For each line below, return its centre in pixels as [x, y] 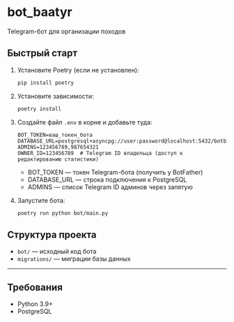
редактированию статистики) [58, 159]
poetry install [39, 108]
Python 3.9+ [35, 304]
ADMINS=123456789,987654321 [58, 147]
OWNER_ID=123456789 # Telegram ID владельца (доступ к [100, 153]
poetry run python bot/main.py [63, 213]
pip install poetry [46, 83]
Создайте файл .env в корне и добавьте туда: [85, 122]
